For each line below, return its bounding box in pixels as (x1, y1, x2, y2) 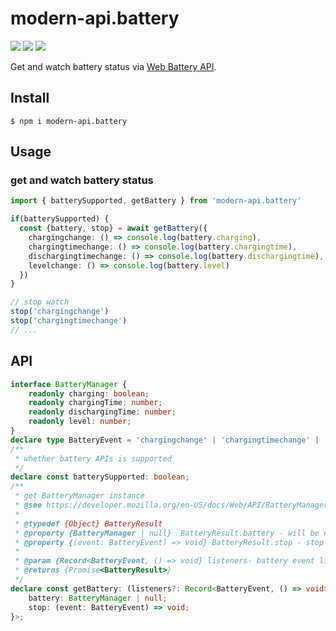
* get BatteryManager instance (14, 491, 145, 501)
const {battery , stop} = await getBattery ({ (19, 223, 208, 234)
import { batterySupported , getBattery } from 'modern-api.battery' (10, 196, 302, 206)
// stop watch (10, 297, 70, 307)
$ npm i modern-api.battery (10, 116, 128, 126)
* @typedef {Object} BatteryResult (14, 518, 163, 529)
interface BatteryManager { (10, 379, 128, 389)
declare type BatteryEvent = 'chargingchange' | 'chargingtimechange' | (10, 435, 320, 445)
